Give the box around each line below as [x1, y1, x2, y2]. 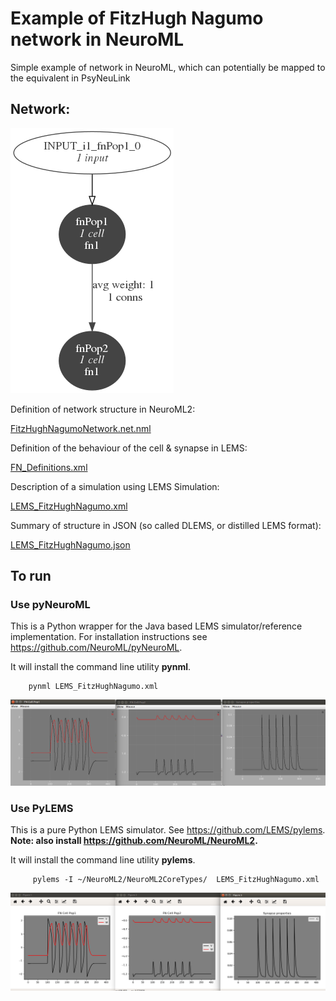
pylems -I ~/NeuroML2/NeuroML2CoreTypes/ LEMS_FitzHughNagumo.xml [32, 875, 320, 885]
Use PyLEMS [10, 801, 74, 815]
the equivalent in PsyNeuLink [10, 72, 131, 84]
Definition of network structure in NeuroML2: [10, 403, 196, 415]
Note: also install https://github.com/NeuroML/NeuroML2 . [10, 835, 258, 847]
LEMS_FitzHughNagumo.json [10, 538, 131, 551]
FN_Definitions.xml [10, 461, 88, 473]
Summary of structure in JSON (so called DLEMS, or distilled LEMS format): [10, 519, 322, 531]
